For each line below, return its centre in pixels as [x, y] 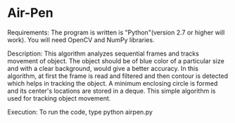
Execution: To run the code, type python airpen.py [80, 112]
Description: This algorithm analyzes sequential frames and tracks [103, 53]
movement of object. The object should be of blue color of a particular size [116, 60]
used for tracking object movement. [59, 98]
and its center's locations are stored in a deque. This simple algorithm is [112, 91]
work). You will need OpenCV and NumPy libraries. [81, 39]
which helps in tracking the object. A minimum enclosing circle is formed [113, 83]
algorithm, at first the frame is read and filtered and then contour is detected [118, 76]
